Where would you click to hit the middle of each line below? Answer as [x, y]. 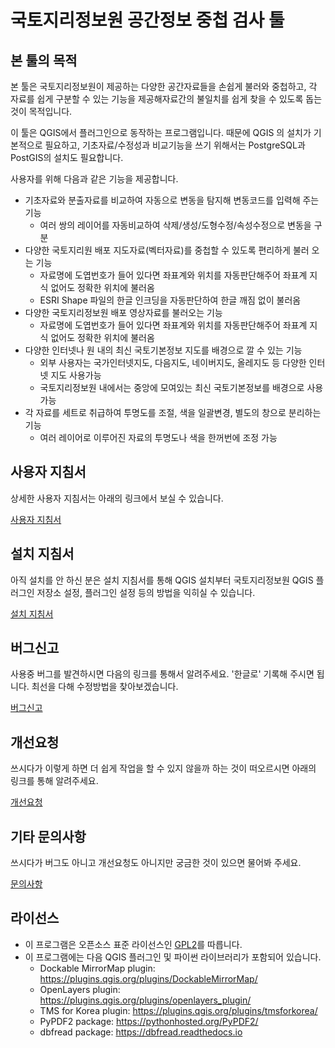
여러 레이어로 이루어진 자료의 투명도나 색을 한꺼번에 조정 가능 [158, 437]
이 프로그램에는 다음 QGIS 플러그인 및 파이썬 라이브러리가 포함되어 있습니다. [173, 957]
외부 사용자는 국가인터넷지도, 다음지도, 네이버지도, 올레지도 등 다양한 [173, 362]
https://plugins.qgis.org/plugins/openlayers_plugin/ [145, 1000]
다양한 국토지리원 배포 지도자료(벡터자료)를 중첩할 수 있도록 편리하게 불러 [167, 250]
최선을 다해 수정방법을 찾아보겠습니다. [105, 687]
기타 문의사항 [48, 836]
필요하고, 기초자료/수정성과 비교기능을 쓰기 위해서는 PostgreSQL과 [175, 145]
